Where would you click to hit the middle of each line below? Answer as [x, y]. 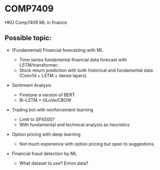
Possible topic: [28, 38]
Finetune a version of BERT [47, 94]
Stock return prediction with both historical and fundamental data [86, 70]
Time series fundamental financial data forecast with [73, 60]
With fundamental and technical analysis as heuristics [74, 124]
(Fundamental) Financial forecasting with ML [57, 50]
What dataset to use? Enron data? [54, 163]
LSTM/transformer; [39, 65]
